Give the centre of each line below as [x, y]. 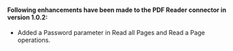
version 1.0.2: [27, 17]
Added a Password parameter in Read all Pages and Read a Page [111, 33]
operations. [34, 40]
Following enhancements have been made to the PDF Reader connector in [117, 10]
